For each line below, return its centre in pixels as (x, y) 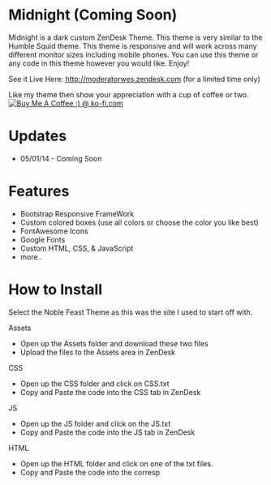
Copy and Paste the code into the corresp (90, 472)
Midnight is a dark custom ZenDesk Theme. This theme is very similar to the (135, 37)
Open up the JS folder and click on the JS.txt (95, 423)
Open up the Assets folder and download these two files (114, 343)
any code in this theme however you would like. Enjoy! (99, 63)
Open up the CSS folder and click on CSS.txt (95, 384)
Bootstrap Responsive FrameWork (77, 213)
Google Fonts (43, 239)
